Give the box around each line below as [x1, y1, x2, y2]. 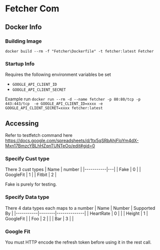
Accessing [5, 119, 39, 127]
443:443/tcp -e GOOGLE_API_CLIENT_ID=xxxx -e [5, 101, 103, 107]
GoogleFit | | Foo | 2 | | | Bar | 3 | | [5, 215, 74, 221]
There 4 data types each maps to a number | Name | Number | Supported [5, 205, 156, 211]
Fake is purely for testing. [5, 182, 57, 187]
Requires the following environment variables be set [5, 71, 111, 77]
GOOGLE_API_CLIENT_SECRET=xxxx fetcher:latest [5, 106, 103, 111]
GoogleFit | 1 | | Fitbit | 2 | [5, 172, 57, 178]
